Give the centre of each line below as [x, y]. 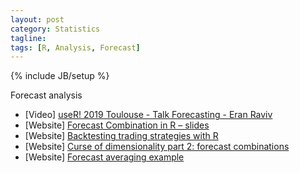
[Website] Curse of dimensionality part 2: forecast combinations [157, 147]
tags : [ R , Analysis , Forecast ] [75, 47]
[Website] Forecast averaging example [104, 157]
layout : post [37, 19]
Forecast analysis [46, 95]
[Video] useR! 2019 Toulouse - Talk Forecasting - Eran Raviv [148, 115]
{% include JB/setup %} [60, 76]
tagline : [28, 38]
